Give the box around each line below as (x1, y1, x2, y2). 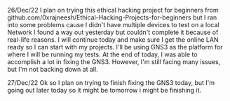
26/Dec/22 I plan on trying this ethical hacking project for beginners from (7, 6, 219, 14)
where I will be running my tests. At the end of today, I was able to (7, 50, 198, 59)
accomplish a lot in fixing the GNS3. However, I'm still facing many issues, (7, 58, 221, 65)
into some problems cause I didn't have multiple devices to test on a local (7, 21, 219, 29)
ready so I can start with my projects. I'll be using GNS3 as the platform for (7, 43, 223, 51)
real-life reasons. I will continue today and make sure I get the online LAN (7, 36, 219, 44)
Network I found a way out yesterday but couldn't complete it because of (7, 28, 219, 36)
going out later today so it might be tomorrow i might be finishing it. (7, 86, 202, 94)
